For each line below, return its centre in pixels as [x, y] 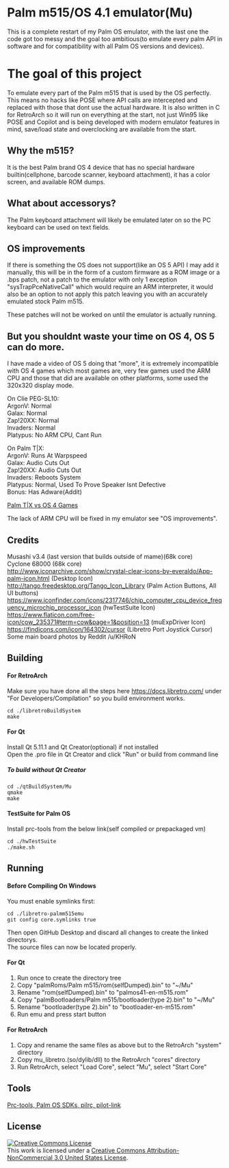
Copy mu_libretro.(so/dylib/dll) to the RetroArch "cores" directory [108, 1059]
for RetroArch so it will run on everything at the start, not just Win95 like [108, 114]
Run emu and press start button [62, 1014]
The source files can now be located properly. [72, 947]
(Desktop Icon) [72, 578]
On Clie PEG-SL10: [33, 399]
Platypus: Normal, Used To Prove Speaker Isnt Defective [86, 485]
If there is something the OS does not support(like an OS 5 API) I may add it [113, 265]
